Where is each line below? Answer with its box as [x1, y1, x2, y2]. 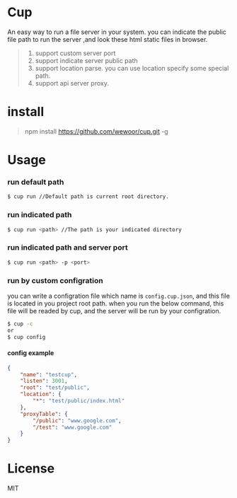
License [7, 461, 55, 477]
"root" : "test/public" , [20, 384, 91, 391]
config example [7, 349, 54, 357]
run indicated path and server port [7, 243, 129, 253]
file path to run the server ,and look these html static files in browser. [7, 35, 208, 43]
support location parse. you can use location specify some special [35, 64, 229, 72]
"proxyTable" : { [20, 410, 69, 417]
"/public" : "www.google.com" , [33, 417, 122, 424]
